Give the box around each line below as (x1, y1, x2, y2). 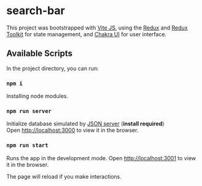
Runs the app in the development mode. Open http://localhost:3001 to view (6, 154, 196, 161)
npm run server (6, 107, 52, 114)
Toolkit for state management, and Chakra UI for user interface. (6, 30, 167, 37)
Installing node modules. (6, 93, 69, 100)
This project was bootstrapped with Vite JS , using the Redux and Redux (6, 24, 188, 31)
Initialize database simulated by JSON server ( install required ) (6, 120, 165, 128)
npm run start (6, 142, 49, 149)
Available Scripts (6, 48, 72, 59)
